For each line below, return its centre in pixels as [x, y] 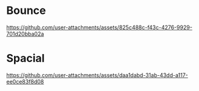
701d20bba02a [25, 33]
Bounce [26, 11]
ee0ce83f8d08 [25, 81]
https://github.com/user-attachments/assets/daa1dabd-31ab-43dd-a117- [97, 75]
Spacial [26, 59]
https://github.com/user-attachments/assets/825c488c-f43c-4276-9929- [100, 27]
